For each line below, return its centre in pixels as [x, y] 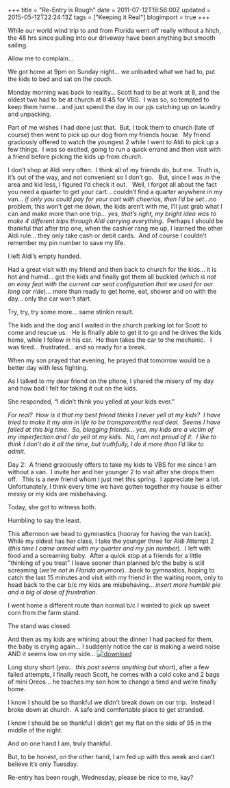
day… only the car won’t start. [50, 299]
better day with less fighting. [48, 368]
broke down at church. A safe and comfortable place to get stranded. [106, 709]
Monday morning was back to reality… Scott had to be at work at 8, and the [114, 92]
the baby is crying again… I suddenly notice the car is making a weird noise [114, 647]
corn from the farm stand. [44, 613]
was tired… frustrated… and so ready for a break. [77, 347]
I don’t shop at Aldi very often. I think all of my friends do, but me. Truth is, [114, 170]
